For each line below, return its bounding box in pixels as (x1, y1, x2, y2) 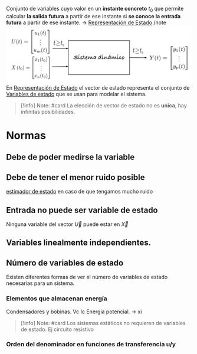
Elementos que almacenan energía (6, 294, 107, 303)
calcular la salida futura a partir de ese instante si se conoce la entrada (6, 12, 181, 19)
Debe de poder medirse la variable (6, 152, 135, 162)
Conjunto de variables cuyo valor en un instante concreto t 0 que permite (6, 5, 184, 14)
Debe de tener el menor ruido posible (6, 172, 145, 182)
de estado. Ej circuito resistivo (20, 326, 94, 333)
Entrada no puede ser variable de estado (6, 205, 158, 215)
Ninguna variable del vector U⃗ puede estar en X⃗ (6, 221, 129, 228)
